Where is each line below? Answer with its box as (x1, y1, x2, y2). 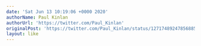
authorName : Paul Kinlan (6, 14, 68, 20)
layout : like (6, 31, 39, 37)
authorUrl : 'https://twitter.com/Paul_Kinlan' (6, 20, 124, 26)
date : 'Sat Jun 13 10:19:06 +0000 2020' (6, 8, 109, 15)
